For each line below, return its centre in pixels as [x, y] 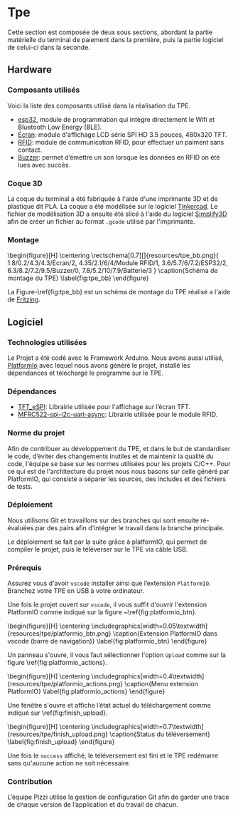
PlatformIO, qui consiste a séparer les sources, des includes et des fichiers [117, 479]
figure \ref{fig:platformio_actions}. [58, 663]
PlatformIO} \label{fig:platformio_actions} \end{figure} [86, 691]
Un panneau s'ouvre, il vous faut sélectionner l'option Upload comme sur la [117, 655]
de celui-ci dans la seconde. [49, 47]
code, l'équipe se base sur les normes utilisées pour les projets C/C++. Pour [119, 463]
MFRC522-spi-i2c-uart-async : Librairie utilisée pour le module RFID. [118, 415]
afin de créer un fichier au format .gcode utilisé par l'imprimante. [101, 221]
